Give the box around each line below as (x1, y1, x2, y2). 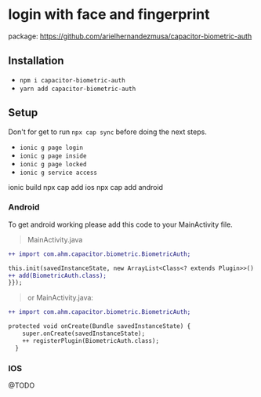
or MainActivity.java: (27, 293, 94, 303)
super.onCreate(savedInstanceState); (22, 330, 146, 338)
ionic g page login (19, 144, 84, 151)
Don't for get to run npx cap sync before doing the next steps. (8, 127, 208, 137)
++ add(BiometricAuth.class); (8, 271, 107, 279)
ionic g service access (19, 169, 98, 177)
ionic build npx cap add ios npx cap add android (8, 182, 163, 191)
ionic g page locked (19, 160, 87, 168)
